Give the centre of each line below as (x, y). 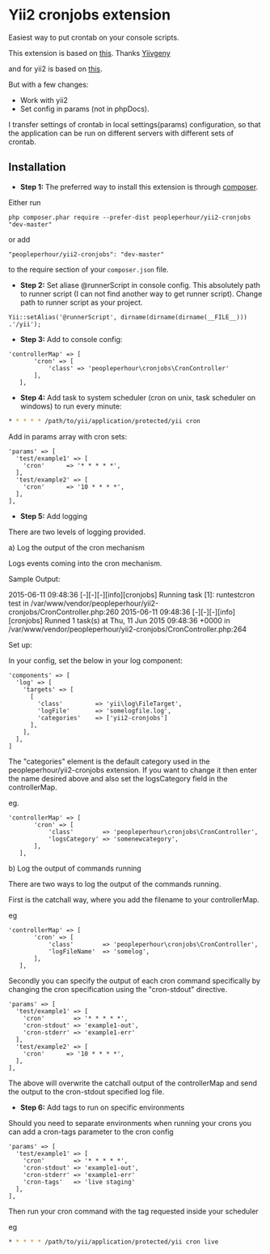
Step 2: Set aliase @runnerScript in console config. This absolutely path (140, 285)
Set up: (20, 644)
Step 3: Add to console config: (71, 339)
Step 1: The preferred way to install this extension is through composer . (139, 186)
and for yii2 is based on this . (55, 68)
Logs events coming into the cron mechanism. (85, 563)
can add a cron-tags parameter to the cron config (91, 1132)
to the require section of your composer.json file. (89, 269)
